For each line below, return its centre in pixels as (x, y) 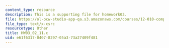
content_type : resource (30, 10)
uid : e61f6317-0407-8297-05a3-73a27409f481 (52, 38)
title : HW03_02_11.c (27, 33)
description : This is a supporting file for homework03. (66, 14)
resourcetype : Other (27, 28)
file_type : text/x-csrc (30, 24)
